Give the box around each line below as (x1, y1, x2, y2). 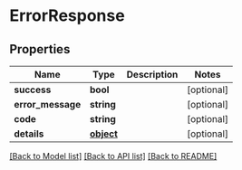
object (89, 127, 118, 140)
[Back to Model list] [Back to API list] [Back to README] (9, 151, 218, 161)
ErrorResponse (9, 5, 125, 26)
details (14, 127, 44, 140)
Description (126, 69, 179, 80)
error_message (14, 99, 82, 110)
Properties (9, 42, 71, 57)
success (14, 83, 52, 96)
